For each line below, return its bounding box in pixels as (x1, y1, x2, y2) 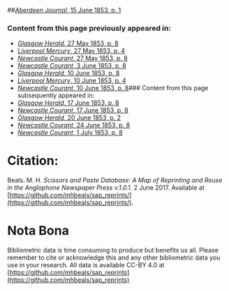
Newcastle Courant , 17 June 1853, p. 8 (17, 106, 129, 115)
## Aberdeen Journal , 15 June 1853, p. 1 (7, 6, 121, 14)
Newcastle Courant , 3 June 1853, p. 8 (17, 62, 127, 70)
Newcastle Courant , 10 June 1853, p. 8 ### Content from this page (17, 84, 209, 92)
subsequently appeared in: (17, 91, 95, 100)
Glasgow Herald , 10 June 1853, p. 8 (17, 69, 120, 78)
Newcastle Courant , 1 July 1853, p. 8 (17, 129, 124, 137)
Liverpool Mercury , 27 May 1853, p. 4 (17, 47, 126, 55)
